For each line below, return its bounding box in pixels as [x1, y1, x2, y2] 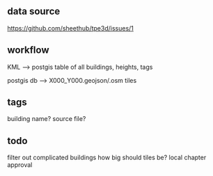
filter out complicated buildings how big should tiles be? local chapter [7, 153, 207, 162]
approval [7, 161, 33, 169]
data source [7, 6, 61, 17]
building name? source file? [7, 115, 86, 123]
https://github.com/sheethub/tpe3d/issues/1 [7, 24, 134, 32]
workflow [7, 45, 49, 56]
